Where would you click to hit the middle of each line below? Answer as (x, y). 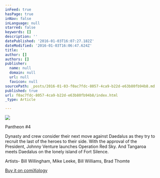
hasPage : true (19, 14)
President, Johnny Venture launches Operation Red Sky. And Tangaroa (76, 146)
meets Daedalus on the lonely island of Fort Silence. (57, 152)
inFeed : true (18, 9)
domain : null (23, 73)
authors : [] (17, 59)
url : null (19, 77)
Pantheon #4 (18, 127)
